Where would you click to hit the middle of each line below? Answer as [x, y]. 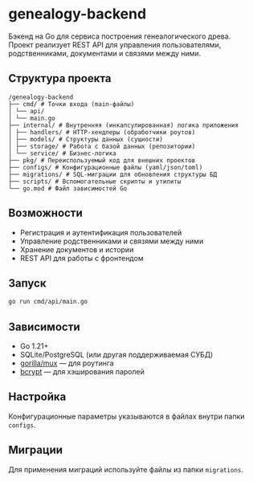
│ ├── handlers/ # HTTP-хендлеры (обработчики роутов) [102, 132]
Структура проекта [60, 78]
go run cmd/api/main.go [48, 302]
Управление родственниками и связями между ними [112, 241]
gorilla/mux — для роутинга [67, 363]
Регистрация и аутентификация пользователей [101, 232]
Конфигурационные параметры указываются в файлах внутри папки [126, 416]
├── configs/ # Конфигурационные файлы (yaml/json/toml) [106, 167]
